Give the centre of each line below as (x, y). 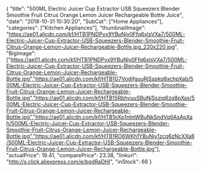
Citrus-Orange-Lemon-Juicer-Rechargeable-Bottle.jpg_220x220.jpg (91, 47)
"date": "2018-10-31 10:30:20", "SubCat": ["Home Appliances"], (85, 21)
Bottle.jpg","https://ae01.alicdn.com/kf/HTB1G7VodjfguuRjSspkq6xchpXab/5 (100, 79)
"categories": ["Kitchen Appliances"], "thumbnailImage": (76, 28)
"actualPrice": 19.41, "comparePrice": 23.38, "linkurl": (72, 155)
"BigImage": (21, 53)
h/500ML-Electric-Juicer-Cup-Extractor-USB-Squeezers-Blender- (88, 123)
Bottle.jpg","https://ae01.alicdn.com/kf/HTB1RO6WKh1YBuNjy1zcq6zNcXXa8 (100, 136)
